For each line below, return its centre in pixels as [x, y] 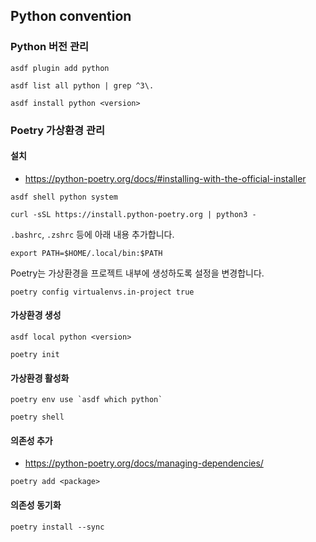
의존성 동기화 [36, 505]
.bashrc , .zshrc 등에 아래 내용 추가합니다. [92, 234]
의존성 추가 [31, 440]
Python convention [71, 16]
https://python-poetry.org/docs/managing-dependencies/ [144, 463]
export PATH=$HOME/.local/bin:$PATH [86, 253]
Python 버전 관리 [50, 47]
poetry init [35, 355]
